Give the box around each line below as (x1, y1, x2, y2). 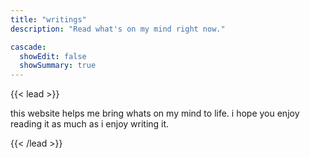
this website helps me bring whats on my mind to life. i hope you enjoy (10, 107, 300, 120)
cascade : (10, 42, 47, 52)
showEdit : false (19, 51, 87, 61)
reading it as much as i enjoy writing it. (10, 118, 170, 130)
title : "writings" (10, 14, 87, 25)
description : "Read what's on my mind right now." (10, 24, 226, 34)
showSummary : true (19, 61, 97, 71)
